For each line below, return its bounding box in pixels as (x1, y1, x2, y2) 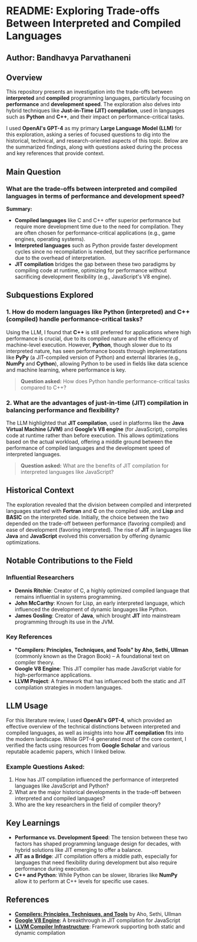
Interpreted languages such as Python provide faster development (14, 242, 178, 249)
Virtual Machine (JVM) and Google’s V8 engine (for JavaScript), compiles (6, 426, 188, 433)
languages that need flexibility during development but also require (14, 859, 178, 866)
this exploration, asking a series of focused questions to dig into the (6, 131, 171, 138)
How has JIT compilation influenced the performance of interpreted (14, 776, 179, 783)
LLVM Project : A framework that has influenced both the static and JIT (14, 677, 186, 684)
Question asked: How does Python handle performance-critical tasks (20, 377, 190, 384)
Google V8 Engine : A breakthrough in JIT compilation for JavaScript (14, 917, 181, 924)
